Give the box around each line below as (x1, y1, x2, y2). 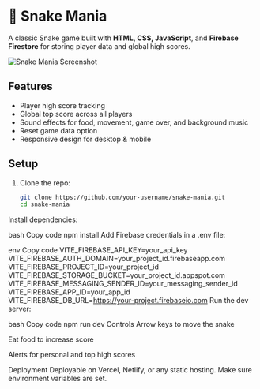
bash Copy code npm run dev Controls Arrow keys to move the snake (8, 320, 235, 329)
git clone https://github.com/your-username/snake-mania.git (19, 193, 226, 201)
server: (8, 304, 32, 314)
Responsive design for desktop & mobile (19, 134, 152, 144)
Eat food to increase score (8, 335, 94, 344)
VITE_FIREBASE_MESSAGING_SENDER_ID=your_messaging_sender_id (8, 279, 239, 289)
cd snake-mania (19, 200, 70, 208)
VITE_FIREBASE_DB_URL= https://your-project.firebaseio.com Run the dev (8, 296, 249, 305)
